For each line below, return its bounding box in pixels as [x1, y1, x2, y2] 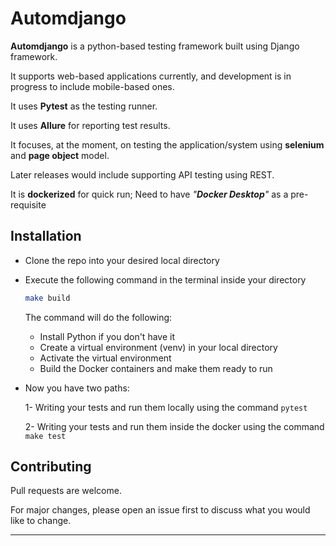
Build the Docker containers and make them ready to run [39, 362, 273, 374]
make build [24, 293, 71, 303]
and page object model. [10, 149, 110, 161]
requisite [10, 198, 47, 211]
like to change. [10, 515, 72, 527]
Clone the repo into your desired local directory [24, 254, 220, 266]
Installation [10, 228, 82, 245]
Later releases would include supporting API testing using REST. [10, 168, 275, 181]
